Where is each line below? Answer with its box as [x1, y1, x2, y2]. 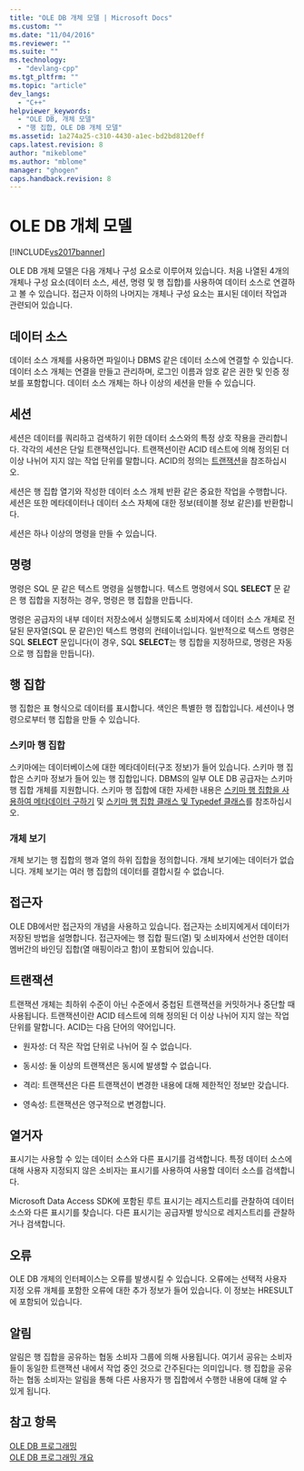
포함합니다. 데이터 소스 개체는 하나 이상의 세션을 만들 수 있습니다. [25, 378, 256, 388]
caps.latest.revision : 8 [9, 140, 103, 149]
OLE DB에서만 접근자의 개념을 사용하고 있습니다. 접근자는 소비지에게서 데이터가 [9, 921, 290, 932]
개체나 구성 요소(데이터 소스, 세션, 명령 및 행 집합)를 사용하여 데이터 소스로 [9, 277, 271, 287]
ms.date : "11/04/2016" [9, 30, 95, 39]
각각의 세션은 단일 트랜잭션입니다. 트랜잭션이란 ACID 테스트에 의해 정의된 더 [21, 443, 289, 455]
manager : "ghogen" [9, 166, 79, 175]
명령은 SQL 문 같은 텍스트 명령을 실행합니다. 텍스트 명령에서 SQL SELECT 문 [9, 583, 281, 594]
